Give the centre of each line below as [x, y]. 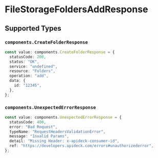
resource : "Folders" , [32, 71]
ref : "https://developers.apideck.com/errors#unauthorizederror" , [82, 146]
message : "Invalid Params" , [39, 137]
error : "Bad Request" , [33, 127]
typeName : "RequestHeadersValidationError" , [58, 131]
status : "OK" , [24, 62]
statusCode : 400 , [28, 122]
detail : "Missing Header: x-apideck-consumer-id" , [64, 141]
